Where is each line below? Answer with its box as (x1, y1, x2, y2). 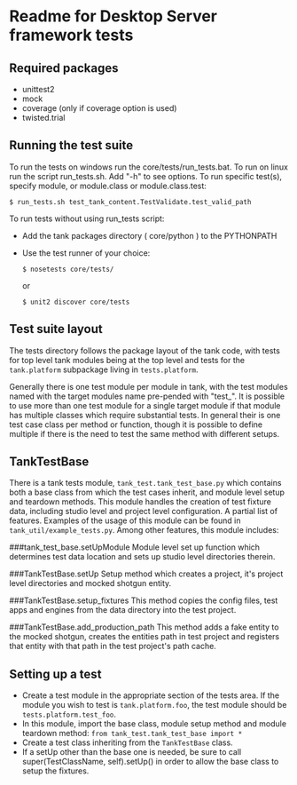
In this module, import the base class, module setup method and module (21, 718, 286, 729)
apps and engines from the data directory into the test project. (9, 605, 237, 615)
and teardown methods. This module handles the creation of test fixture (9, 496, 272, 507)
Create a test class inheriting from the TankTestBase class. (21, 737, 233, 748)
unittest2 (21, 84, 55, 94)
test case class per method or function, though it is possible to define (9, 419, 263, 430)
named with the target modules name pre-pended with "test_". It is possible (9, 391, 285, 401)
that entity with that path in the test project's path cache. (9, 641, 217, 652)
